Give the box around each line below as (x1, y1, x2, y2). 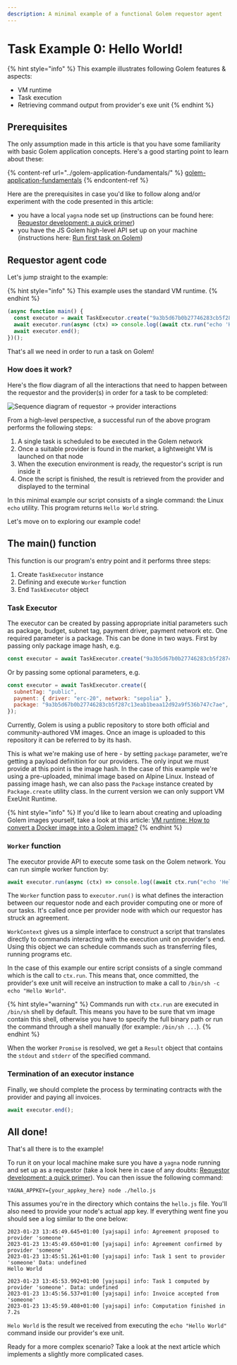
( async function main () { (7, 308, 83, 315)
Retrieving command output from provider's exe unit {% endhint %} (17, 101, 214, 109)
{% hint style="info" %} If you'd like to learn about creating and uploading (7, 809, 222, 817)
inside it (17, 467, 41, 475)
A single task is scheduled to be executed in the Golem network (17, 437, 203, 445)
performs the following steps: (7, 423, 93, 432)
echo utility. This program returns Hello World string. (7, 503, 159, 512)
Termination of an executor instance (7, 1069, 135, 1079)
